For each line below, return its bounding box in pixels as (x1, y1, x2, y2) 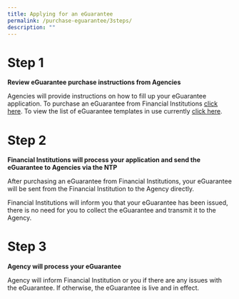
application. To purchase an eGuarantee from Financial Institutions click (7, 99, 218, 108)
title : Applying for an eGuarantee (7, 10, 113, 18)
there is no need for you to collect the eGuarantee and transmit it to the (7, 206, 216, 215)
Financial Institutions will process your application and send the (7, 156, 201, 164)
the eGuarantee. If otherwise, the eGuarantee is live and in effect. (7, 283, 200, 293)
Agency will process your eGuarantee (7, 262, 121, 271)
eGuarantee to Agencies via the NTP (7, 163, 118, 172)
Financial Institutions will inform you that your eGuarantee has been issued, (7, 198, 228, 207)
